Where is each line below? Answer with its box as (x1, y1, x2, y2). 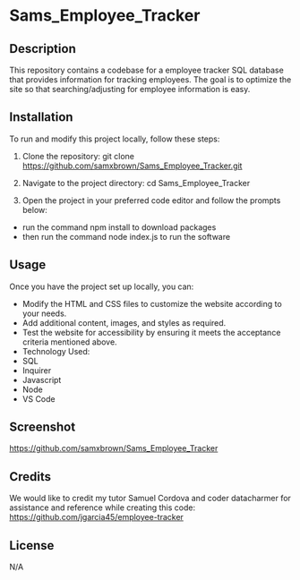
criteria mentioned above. (21, 337, 118, 347)
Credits (9, 469, 52, 484)
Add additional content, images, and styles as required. (21, 317, 227, 328)
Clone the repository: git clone (21, 150, 134, 161)
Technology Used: (21, 345, 90, 356)
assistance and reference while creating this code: (9, 502, 195, 513)
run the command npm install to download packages (21, 221, 217, 233)
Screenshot (9, 420, 76, 435)
